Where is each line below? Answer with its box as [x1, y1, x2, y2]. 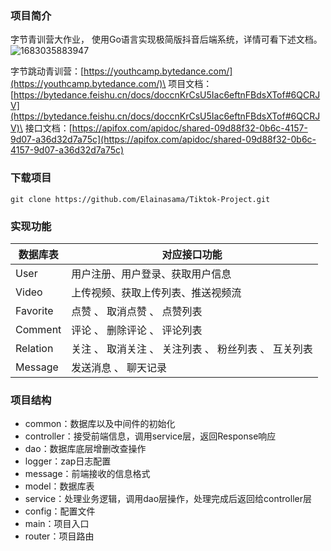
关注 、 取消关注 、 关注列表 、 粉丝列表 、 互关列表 [71, 342, 313, 356]
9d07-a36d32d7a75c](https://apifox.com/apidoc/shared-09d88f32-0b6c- [10, 133, 317, 146]
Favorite [15, 303, 54, 317]
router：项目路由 [24, 530, 95, 542]
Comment [15, 322, 62, 336]
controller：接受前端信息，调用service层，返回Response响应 [24, 430, 277, 442]
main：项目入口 [24, 518, 90, 530]
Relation [15, 341, 54, 355]
